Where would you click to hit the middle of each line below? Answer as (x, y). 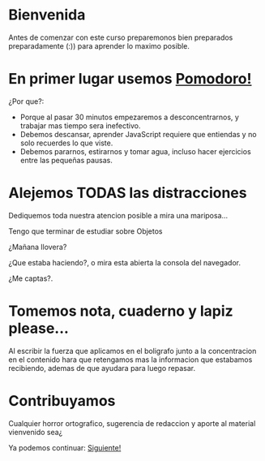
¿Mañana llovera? (38, 247)
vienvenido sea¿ (36, 432)
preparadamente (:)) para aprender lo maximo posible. (99, 45)
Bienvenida (47, 15)
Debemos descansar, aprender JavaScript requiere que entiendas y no (138, 134)
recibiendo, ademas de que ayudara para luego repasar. (102, 368)
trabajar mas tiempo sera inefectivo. (80, 125)
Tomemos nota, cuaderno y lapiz (121, 311)
